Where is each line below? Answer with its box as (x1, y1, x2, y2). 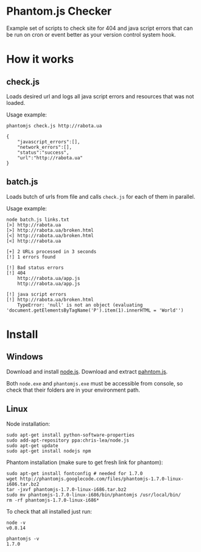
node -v (6, 520, 26, 526)
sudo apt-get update (6, 442, 59, 449)
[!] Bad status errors (6, 264, 64, 271)
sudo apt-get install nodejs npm (6, 448, 91, 454)
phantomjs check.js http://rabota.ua (6, 123, 102, 129)
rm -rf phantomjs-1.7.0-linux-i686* (6, 497, 99, 503)
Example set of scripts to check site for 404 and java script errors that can (6, 24, 193, 32)
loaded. (6, 99, 26, 106)
